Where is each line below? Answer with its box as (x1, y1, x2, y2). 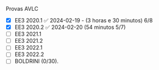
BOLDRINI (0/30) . (14, 57, 59, 65)
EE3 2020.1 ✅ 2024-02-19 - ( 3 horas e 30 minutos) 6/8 (14, 17, 153, 24)
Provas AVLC (5, 5, 39, 12)
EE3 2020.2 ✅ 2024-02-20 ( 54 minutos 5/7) (14, 24, 126, 31)
